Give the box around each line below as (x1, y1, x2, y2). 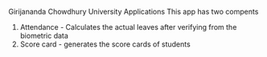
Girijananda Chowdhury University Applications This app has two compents (8, 7, 259, 16)
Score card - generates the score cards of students (19, 39, 191, 49)
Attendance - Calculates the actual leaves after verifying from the (19, 22, 237, 31)
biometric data (19, 31, 68, 40)
